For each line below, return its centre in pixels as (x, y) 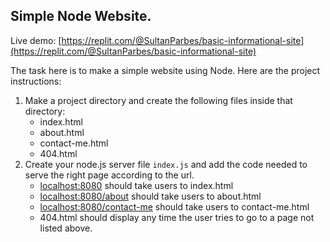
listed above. (66, 228)
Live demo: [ (36, 40)
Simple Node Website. (81, 16)
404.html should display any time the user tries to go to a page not (177, 217)
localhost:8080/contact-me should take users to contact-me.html (174, 206)
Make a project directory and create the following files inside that (158, 100)
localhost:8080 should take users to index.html (136, 185)
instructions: (36, 81)
